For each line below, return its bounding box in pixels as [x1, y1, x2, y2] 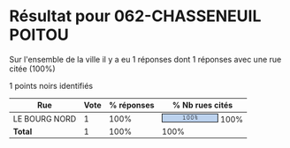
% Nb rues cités [172, 100, 233, 111]
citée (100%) [9, 63, 56, 74]
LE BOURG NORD [12, 113, 77, 124]
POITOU [9, 25, 69, 45]
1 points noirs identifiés [9, 80, 94, 91]
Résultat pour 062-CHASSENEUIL [9, 6, 262, 26]
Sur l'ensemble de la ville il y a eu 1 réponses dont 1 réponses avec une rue [9, 54, 282, 64]
